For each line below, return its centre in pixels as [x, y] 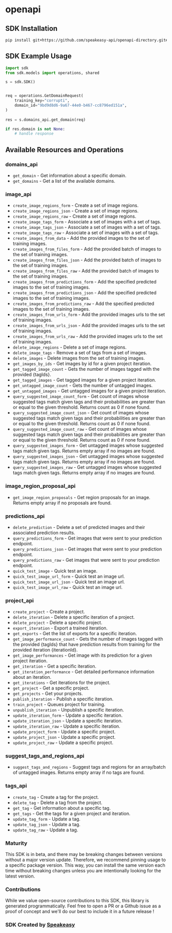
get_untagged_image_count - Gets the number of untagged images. [83, 386]
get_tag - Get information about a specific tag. [62, 808]
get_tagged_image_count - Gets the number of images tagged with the [86, 369]
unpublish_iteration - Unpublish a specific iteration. [68, 710]
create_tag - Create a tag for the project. [56, 797]
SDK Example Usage [38, 56]
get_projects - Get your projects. [48, 694]
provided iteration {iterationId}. [45, 650]
